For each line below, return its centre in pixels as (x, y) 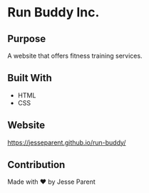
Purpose (27, 39)
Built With (30, 78)
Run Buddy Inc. (53, 12)
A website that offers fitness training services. (75, 56)
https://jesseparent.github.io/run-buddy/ (67, 142)
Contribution (36, 165)
